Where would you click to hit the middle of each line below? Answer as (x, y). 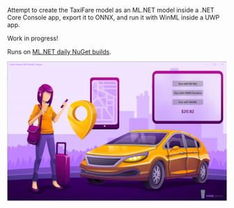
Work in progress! (33, 38)
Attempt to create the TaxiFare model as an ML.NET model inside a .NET (111, 10)
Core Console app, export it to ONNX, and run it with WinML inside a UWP (114, 17)
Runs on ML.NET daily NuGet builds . (59, 52)
